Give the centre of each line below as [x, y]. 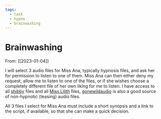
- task [16, 14]
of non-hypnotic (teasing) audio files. [43, 96]
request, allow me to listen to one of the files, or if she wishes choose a [77, 81]
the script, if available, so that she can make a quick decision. [67, 111]
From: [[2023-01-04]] [27, 61]
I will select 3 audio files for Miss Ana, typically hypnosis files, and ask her [80, 71]
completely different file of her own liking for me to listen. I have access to [80, 86]
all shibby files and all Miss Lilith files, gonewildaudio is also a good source [80, 92]
